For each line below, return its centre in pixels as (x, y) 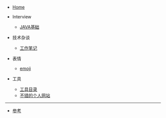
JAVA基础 (29, 27)
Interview (22, 17)
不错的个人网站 (35, 95)
